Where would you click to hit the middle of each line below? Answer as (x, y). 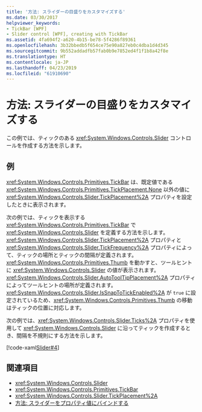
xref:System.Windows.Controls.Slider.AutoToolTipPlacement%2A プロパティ (101, 277)
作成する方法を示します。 (54, 146)
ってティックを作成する (156, 328)
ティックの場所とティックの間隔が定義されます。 (77, 255)
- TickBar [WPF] (27, 29)
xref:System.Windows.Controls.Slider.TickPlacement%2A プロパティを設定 (99, 197)
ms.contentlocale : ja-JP (37, 62)
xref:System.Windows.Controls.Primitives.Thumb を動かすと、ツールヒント (99, 262)
